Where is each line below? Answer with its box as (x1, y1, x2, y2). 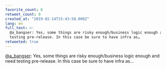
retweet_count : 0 (5, 12, 41, 17)
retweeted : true (5, 39, 39, 44)
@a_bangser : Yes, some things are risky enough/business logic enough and (5, 53, 160, 59)
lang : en (5, 21, 23, 26)
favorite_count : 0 (5, 7, 43, 12)
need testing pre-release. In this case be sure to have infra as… (5, 58, 134, 64)
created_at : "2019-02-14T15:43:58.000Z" (5, 16, 90, 21)
